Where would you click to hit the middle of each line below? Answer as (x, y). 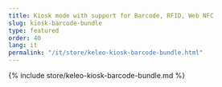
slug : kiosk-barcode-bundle (55, 23)
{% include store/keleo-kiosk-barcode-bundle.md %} (97, 75)
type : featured (34, 30)
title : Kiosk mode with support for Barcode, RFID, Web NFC (111, 16)
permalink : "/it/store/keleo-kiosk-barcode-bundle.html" (106, 53)
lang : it (23, 45)
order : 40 (25, 38)
